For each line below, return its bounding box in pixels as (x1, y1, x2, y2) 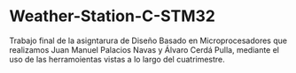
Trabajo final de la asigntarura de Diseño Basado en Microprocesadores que (9, 35, 288, 46)
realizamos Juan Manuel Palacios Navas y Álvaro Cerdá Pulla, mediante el (9, 44, 280, 55)
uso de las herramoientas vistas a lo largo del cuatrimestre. (9, 54, 226, 64)
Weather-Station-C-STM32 (9, 6, 215, 26)
